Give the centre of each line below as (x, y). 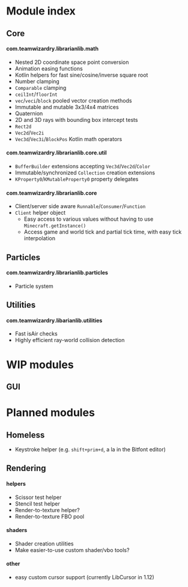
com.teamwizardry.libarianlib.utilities (54, 320)
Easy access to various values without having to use (89, 219)
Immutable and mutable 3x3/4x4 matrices (67, 107)
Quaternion (29, 113)
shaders (17, 530)
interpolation (40, 238)
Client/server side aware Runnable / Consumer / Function (80, 206)
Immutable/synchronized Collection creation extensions (85, 173)
